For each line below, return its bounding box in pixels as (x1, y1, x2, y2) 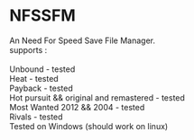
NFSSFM (9, 5, 76, 26)
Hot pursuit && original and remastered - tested (9, 92, 185, 103)
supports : (9, 44, 48, 55)
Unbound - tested (9, 64, 76, 74)
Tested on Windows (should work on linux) (9, 120, 169, 131)
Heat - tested (9, 73, 59, 83)
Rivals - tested (9, 111, 63, 122)
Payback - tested (9, 83, 74, 93)
